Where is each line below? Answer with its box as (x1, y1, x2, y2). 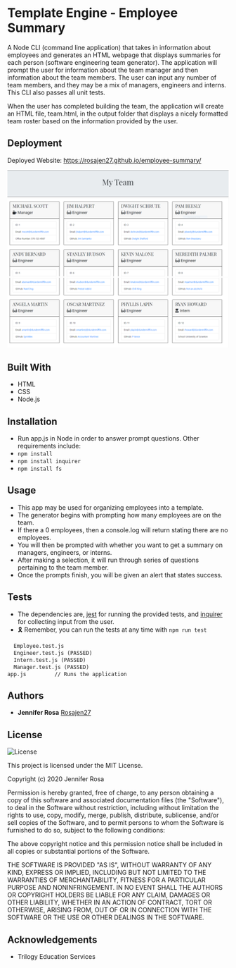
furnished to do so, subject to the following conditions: (7, 826, 165, 835)
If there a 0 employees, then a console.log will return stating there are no (17, 525, 228, 534)
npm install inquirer (17, 458, 81, 465)
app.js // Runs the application (7, 670, 128, 678)
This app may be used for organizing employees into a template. (17, 503, 204, 512)
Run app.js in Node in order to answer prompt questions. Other (17, 434, 199, 443)
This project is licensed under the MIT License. (7, 761, 143, 770)
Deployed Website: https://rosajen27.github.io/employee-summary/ (7, 156, 202, 164)
